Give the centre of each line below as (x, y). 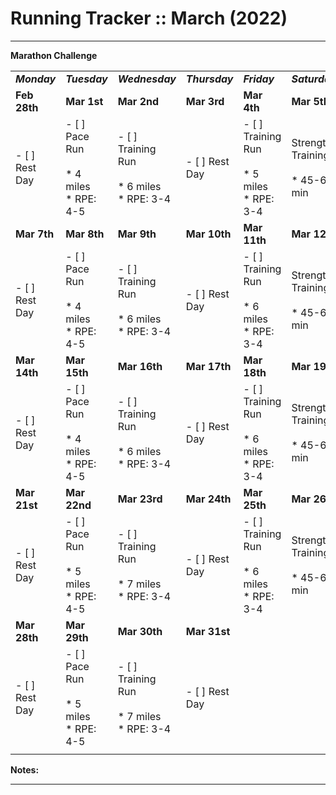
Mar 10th (208, 234)
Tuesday (86, 79)
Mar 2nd (138, 101)
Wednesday (147, 79)
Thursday (209, 79)
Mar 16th (140, 366)
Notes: (25, 769)
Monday (36, 79)
